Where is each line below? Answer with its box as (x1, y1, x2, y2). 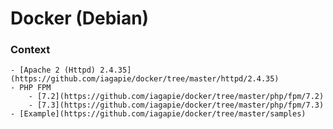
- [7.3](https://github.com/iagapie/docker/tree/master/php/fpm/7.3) (28, 100, 325, 111)
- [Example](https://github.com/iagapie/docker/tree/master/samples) (10, 109, 307, 119)
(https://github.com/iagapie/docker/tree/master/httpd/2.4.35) (10, 74, 280, 84)
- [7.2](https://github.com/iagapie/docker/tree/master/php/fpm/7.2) (28, 92, 325, 102)
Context (10, 43, 51, 57)
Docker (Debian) (10, 7, 150, 30)
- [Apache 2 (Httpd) (10, 65, 97, 76)
